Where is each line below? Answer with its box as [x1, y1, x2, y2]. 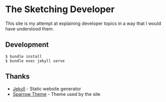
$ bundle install [5, 54, 42, 59]
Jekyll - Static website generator [12, 85, 81, 92]
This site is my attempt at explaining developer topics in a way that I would [5, 20, 161, 26]
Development [5, 41, 49, 49]
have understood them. [5, 25, 54, 31]
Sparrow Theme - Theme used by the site [12, 91, 101, 97]
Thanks [5, 72, 30, 81]
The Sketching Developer [5, 4, 115, 15]
